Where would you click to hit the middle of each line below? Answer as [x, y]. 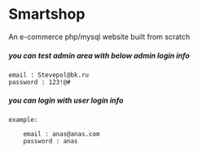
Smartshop [47, 14]
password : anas [51, 141]
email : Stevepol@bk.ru [49, 75]
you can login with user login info [66, 100]
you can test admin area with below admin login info [99, 55]
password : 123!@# [40, 82]
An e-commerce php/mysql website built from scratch [99, 37]
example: [23, 120]
